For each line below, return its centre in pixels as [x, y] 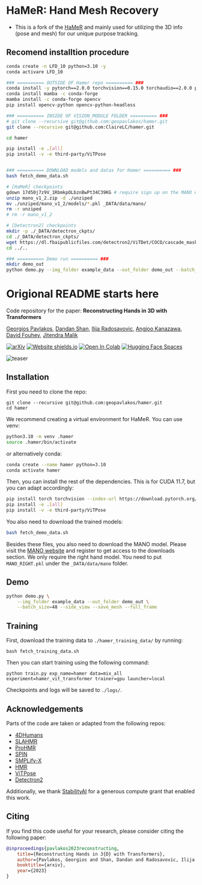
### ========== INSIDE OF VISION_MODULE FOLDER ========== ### [87, 116]
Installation [28, 377]
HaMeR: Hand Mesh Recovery [83, 11]
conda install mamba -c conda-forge [52, 94]
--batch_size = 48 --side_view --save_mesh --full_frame [87, 607]
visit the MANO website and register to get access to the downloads [91, 550]
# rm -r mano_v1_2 [29, 215]
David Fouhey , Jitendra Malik [42, 335]
